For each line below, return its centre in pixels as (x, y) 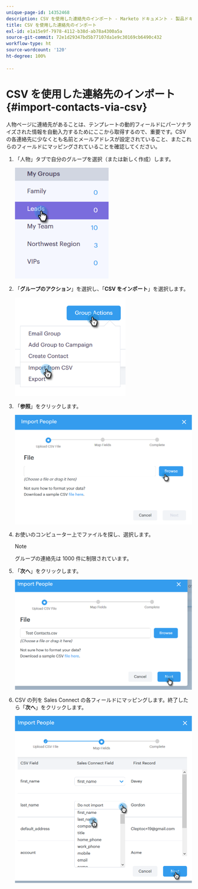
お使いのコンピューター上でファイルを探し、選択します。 (84, 534)
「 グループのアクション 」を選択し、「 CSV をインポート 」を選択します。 (102, 288)
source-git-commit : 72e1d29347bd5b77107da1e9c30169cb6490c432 (84, 38)
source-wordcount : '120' (37, 50)
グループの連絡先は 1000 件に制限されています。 (73, 558)
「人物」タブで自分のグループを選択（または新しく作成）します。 (94, 159)
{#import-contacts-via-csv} (77, 107)
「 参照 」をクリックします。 (48, 406)
